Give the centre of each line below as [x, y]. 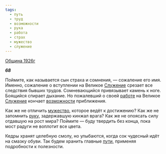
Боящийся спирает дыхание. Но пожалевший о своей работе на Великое [83, 96]
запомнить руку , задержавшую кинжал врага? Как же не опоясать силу [82, 116]
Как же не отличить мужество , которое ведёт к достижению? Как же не [82, 110]
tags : [11, 10]
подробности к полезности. [35, 146]
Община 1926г [20, 60]
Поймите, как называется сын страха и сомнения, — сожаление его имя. [83, 80]
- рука [16, 28]
